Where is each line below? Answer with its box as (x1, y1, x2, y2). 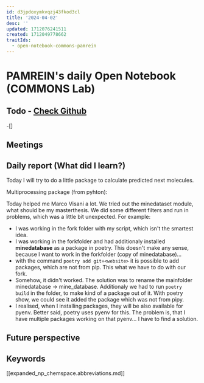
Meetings (6, 140, 44, 150)
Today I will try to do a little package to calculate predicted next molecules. (6, 177, 194, 184)
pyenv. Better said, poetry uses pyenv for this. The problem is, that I (15, 309, 186, 316)
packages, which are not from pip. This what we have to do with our (15, 264, 186, 271)
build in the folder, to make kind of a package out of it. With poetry (15, 289, 183, 297)
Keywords (6, 353, 46, 364)
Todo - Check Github (6, 106, 87, 116)
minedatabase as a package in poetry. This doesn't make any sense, (15, 244, 189, 252)
